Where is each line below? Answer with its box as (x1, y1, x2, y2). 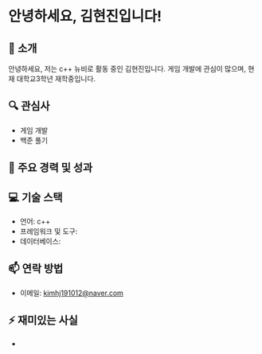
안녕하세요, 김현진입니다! (8, 7, 162, 25)
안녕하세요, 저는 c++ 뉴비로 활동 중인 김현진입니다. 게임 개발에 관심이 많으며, (8, 64, 247, 73)
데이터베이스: (19, 236, 61, 247)
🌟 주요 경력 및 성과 (8, 161, 93, 175)
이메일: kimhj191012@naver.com (19, 288, 123, 298)
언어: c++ (19, 216, 51, 227)
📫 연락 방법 (8, 262, 64, 275)
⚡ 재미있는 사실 (8, 313, 78, 327)
